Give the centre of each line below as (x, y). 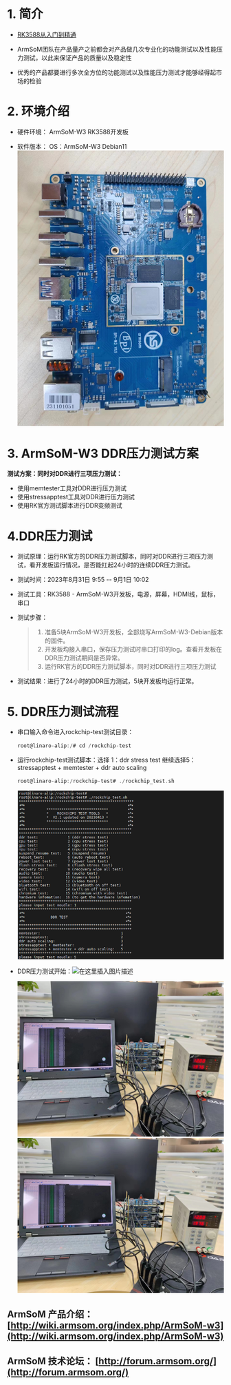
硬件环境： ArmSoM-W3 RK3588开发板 (73, 132)
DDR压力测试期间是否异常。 (84, 658)
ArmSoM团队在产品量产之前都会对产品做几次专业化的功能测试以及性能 (117, 49)
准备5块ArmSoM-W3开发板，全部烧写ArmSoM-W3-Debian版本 (134, 632)
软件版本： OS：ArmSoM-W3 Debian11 (72, 146)
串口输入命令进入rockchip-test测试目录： (75, 732)
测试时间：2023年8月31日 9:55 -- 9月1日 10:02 (83, 580)
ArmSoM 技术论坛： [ (53, 1361)
